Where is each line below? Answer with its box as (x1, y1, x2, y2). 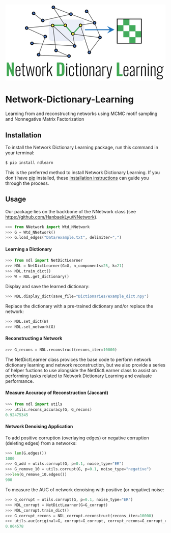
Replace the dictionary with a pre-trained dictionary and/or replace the (5, 303, 154, 309)
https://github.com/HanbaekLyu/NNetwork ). (5, 214, 98, 220)
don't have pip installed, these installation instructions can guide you (5, 175, 149, 181)
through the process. (5, 180, 49, 186)
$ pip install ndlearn (5, 160, 53, 165)
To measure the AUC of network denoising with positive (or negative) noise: (5, 486, 164, 493)
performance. (5, 378, 34, 384)
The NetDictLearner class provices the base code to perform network (5, 356, 152, 362)
